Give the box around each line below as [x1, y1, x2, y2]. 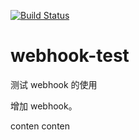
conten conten [10, 120, 71, 132]
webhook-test [10, 45, 130, 67]
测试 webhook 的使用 [10, 78, 98, 90]
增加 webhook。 [10, 100, 78, 112]
